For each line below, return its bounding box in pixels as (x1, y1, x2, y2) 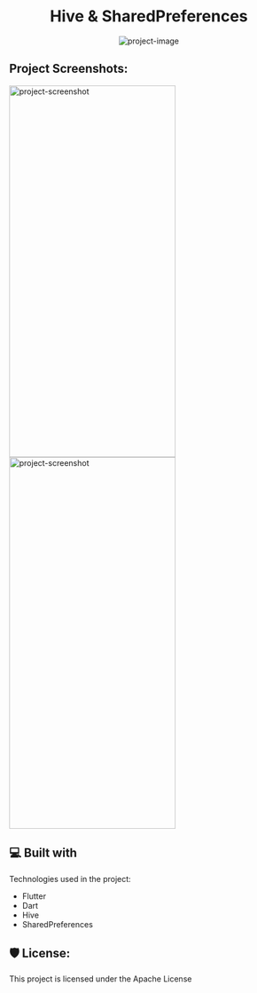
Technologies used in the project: (9, 873, 131, 884)
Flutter (21, 890, 47, 902)
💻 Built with (9, 846, 78, 861)
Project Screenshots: (9, 61, 128, 76)
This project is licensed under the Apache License (9, 973, 192, 984)
